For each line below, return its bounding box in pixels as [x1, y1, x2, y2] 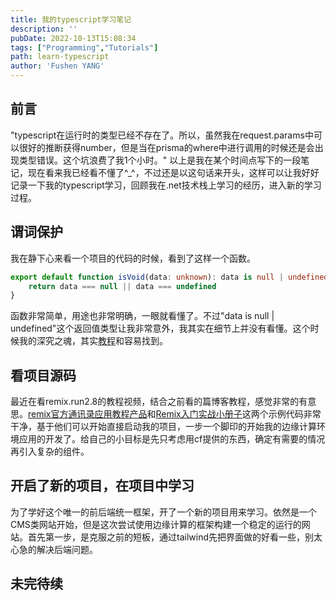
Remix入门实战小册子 [155, 408, 243, 420]
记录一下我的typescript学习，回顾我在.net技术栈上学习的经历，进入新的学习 [10, 179, 322, 191]
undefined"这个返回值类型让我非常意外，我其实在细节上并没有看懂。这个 [10, 322, 311, 335]
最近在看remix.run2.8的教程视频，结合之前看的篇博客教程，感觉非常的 [10, 396, 300, 408]
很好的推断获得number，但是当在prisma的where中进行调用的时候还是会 [18, 141, 315, 153]
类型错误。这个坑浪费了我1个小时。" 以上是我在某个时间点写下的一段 [18, 154, 302, 166]
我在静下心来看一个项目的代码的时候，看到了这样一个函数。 [10, 252, 256, 264]
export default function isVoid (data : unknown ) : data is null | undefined [10, 272, 329, 282]
